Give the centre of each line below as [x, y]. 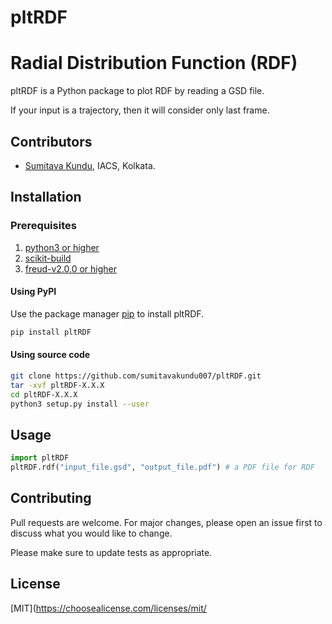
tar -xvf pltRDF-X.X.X [57, 385]
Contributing [51, 498]
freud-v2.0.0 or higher [71, 268]
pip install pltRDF [51, 332]
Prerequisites [43, 226]
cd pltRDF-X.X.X [44, 394]
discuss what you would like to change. [91, 533]
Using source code [50, 355]
